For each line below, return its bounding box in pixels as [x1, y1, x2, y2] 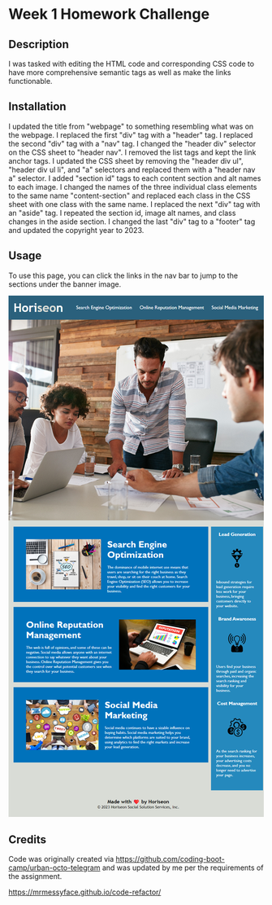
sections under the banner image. [8, 279, 122, 289]
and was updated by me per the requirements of [101, 863, 264, 872]
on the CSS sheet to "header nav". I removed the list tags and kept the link [8, 147, 257, 157]
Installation [8, 99, 67, 114]
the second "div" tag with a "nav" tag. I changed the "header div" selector [8, 138, 257, 148]
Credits [8, 833, 47, 847]
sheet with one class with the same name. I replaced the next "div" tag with [8, 199, 261, 209]
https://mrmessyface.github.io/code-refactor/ [8, 887, 162, 897]
